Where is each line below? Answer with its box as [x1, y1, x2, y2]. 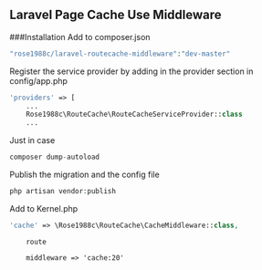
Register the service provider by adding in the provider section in [9, 66, 254, 77]
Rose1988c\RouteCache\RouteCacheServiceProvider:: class [26, 109, 244, 119]
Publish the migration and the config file [9, 169, 160, 181]
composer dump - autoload [9, 152, 100, 162]
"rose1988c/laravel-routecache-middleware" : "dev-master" [9, 49, 231, 58]
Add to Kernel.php [9, 202, 79, 213]
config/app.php [9, 75, 68, 86]
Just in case [9, 135, 56, 146]
